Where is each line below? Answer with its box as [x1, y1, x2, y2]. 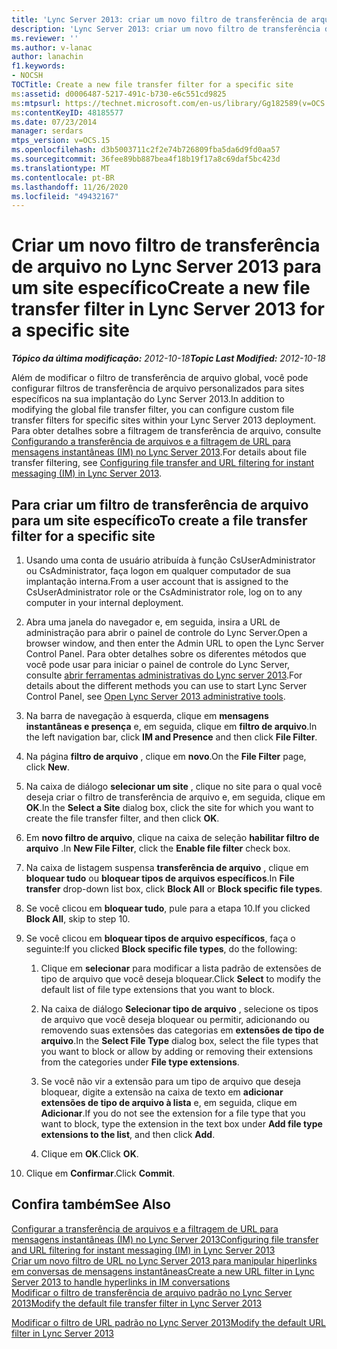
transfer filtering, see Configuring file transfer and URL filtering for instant [11, 457, 315, 469]
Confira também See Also [11, 1196, 171, 1213]
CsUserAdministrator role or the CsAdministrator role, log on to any [25, 586, 303, 598]
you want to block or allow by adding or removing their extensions [40, 1046, 314, 1057]
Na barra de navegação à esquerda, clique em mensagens [25, 710, 269, 721]
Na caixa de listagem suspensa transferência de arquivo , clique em [25, 862, 309, 873]
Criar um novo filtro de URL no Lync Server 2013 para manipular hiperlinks [11, 1254, 318, 1266]
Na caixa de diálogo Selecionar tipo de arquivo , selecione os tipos [40, 1003, 319, 1015]
